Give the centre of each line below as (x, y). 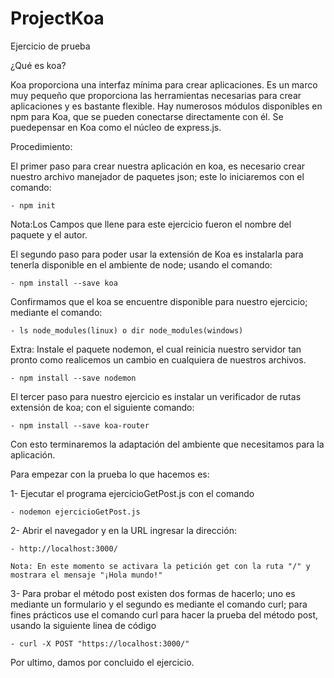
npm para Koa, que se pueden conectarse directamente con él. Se (147, 116)
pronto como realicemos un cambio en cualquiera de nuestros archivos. (158, 359)
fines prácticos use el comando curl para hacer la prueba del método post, (164, 614)
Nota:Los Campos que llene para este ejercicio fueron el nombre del (151, 224)
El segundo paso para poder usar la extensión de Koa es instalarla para (157, 254)
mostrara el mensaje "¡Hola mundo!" (86, 575)
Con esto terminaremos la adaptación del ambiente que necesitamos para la (167, 444)
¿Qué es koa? (38, 65)
